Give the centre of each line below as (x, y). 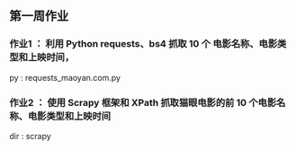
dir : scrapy (30, 136)
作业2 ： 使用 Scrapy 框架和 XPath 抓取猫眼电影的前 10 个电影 (143, 102)
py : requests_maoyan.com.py (65, 77)
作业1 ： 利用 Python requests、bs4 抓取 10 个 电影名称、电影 (144, 44)
